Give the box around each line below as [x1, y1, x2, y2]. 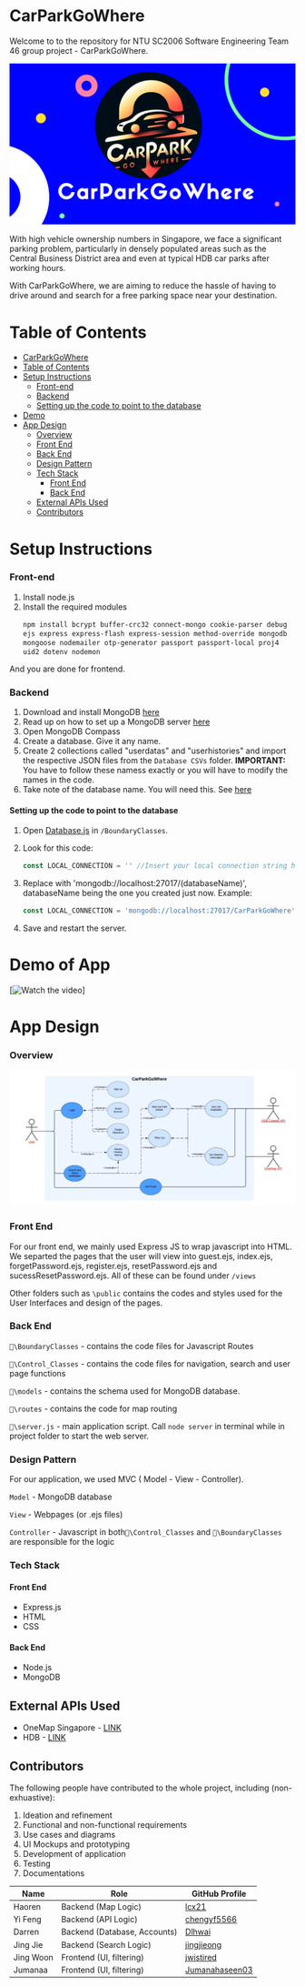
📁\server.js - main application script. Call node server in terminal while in [9, 1420, 286, 1431]
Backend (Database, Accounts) [61, 1926, 178, 1938]
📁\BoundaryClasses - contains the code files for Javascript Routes [9, 1340, 254, 1351]
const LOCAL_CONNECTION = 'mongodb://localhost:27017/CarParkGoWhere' [22, 906, 296, 915]
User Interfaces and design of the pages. [9, 1297, 163, 1308]
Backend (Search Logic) [61, 1939, 152, 1950]
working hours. [9, 263, 66, 274]
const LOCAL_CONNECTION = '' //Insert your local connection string [22, 862, 288, 871]
